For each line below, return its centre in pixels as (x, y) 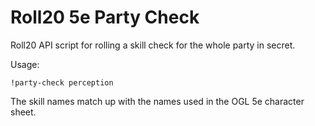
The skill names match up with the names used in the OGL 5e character (157, 101)
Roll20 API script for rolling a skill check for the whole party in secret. (153, 45)
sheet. (23, 112)
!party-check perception (62, 82)
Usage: (25, 64)
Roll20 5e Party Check (105, 17)
